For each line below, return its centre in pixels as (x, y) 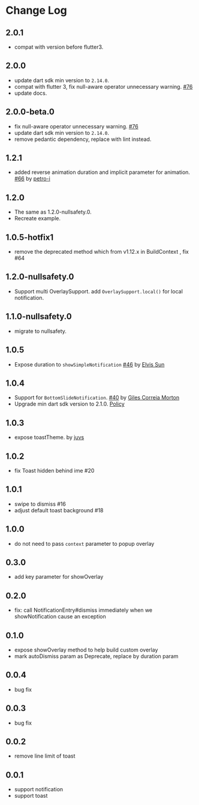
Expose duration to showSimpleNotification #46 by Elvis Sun (89, 364)
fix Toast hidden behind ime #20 (54, 470)
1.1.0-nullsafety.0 (39, 316)
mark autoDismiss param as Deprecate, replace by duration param (96, 656)
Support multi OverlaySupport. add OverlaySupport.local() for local (99, 291)
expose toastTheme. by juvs (49, 437)
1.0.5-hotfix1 (30, 237)
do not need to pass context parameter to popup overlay (84, 543)
